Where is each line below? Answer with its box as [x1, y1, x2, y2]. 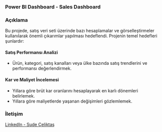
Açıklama [5, 16, 28, 23]
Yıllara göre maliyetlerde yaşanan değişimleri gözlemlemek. [12, 98, 133, 104]
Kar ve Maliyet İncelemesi [5, 77, 59, 83]
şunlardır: [5, 38, 25, 44]
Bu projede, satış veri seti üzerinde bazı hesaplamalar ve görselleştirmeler [5, 28, 155, 34]
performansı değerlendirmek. [12, 65, 72, 72]
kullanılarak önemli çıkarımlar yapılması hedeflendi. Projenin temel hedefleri [5, 33, 158, 39]
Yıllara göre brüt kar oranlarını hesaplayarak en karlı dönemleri [12, 87, 138, 94]
